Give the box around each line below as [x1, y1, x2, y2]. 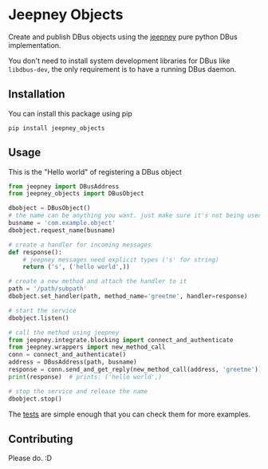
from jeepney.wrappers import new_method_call [8, 343, 166, 352]
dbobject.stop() [8, 395, 62, 403]
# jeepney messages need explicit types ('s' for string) [22, 255, 219, 264]
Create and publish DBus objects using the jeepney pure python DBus [8, 32, 238, 41]
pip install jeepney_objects [8, 124, 105, 132]
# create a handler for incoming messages [8, 241, 152, 249]
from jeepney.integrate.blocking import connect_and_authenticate [8, 336, 234, 344]
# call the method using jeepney [8, 329, 120, 337]
